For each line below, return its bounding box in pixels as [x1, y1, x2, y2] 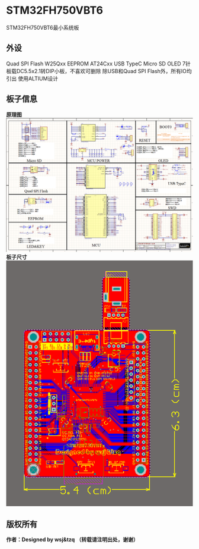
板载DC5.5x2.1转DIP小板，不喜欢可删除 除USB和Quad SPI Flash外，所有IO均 [6, 67, 192, 74]
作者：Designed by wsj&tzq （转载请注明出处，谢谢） [6, 536, 139, 543]
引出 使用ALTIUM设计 [6, 75, 59, 82]
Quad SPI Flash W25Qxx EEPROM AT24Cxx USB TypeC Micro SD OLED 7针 [6, 60, 191, 67]
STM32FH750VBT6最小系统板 [6, 24, 79, 31]
